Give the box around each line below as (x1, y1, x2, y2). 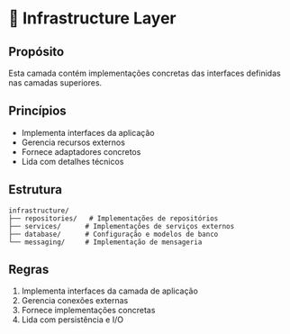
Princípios (8, 104, 67, 119)
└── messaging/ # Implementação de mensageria (8, 238, 203, 247)
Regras (8, 262, 50, 277)
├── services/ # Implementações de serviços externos (8, 221, 235, 230)
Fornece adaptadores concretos (21, 146, 141, 157)
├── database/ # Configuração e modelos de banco (8, 230, 219, 239)
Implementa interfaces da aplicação (21, 127, 155, 138)
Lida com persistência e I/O (21, 314, 123, 325)
